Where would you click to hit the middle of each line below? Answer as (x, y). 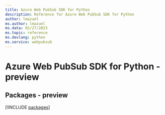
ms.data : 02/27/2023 (27, 28)
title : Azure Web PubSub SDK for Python (48, 10)
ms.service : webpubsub (29, 42)
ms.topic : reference (27, 33)
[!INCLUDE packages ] (28, 107)
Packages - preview (37, 95)
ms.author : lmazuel (25, 24)
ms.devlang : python (25, 38)
